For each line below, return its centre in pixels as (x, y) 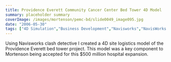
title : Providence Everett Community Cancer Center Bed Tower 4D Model (83, 10)
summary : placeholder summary (38, 15)
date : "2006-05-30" (26, 24)
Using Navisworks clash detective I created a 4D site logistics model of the (84, 43)
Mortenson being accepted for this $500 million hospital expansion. (77, 54)
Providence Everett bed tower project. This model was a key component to (84, 49)
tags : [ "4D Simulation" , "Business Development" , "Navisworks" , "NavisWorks (86, 29)
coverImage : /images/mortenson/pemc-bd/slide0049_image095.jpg (74, 19)
